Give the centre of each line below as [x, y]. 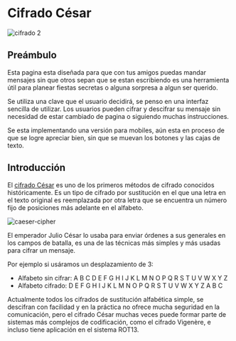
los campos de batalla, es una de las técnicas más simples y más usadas [114, 243]
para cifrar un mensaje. [42, 250]
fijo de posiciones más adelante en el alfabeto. [75, 207]
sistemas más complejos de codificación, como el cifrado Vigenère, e [109, 322]
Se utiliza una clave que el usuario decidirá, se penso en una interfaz [108, 101]
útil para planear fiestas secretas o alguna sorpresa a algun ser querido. [113, 88]
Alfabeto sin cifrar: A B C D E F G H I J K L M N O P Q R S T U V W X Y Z [123, 278]
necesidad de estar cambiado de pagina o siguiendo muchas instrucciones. [118, 116]
